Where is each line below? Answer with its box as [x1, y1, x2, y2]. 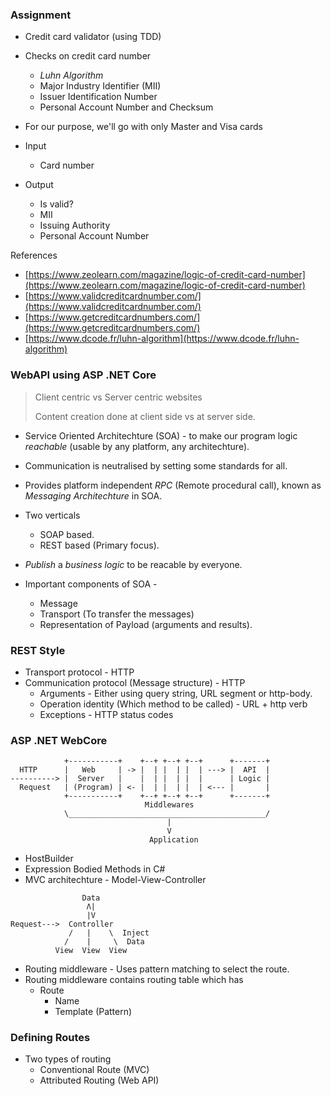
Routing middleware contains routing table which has [24, 974, 244, 986]
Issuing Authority [39, 219, 111, 232]
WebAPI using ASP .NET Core [10, 368, 157, 382]
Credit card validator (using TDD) [24, 31, 162, 43]
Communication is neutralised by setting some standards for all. [24, 459, 288, 472]
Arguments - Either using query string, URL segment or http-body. [39, 687, 313, 699]
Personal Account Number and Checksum [39, 101, 214, 113]
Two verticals [24, 509, 81, 521]
